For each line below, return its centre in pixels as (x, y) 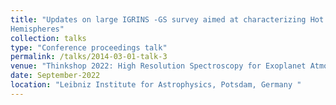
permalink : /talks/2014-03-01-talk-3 (89, 57)
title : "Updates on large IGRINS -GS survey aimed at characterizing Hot (167, 19)
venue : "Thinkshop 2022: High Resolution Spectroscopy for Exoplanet (158, 66)
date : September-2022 (55, 76)
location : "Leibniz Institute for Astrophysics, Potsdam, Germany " (156, 85)
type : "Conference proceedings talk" (89, 47)
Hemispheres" (37, 29)
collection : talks (48, 38)
